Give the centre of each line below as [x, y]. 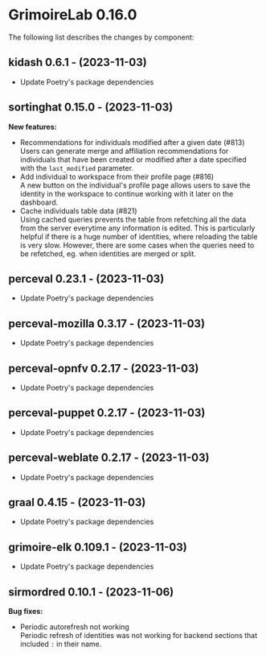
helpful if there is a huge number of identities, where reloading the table [139, 236]
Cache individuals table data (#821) [78, 210]
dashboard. [39, 202]
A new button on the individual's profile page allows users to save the [135, 185]
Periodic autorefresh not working [75, 627]
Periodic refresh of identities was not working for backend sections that [139, 636]
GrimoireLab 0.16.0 [73, 15]
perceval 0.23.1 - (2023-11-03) [86, 278]
